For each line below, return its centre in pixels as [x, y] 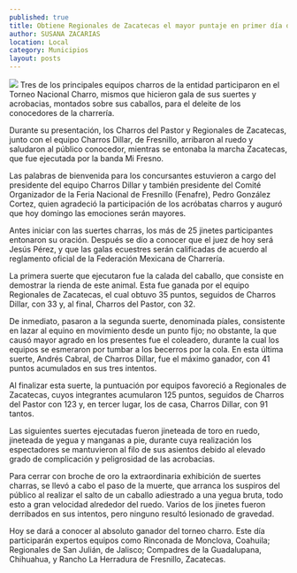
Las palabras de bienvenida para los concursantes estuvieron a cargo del [143, 175]
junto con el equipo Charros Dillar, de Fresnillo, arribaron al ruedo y [131, 139]
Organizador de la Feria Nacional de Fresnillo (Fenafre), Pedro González [140, 194]
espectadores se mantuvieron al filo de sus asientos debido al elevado [137, 449]
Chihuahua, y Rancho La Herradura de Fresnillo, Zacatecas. [118, 559]
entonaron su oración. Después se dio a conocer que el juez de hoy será [141, 240]
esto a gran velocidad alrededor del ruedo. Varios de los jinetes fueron [137, 504]
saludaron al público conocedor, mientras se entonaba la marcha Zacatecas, [148, 149]
